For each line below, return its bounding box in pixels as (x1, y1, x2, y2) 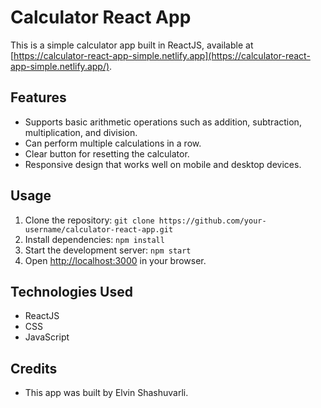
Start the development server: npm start (24, 244, 192, 256)
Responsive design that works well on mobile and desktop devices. (24, 158, 302, 170)
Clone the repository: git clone (24, 214, 155, 226)
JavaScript (24, 331, 70, 343)
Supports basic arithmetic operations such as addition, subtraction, (24, 116, 302, 128)
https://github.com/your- (158, 216, 267, 226)
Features (10, 89, 67, 106)
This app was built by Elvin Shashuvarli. (24, 387, 189, 399)
